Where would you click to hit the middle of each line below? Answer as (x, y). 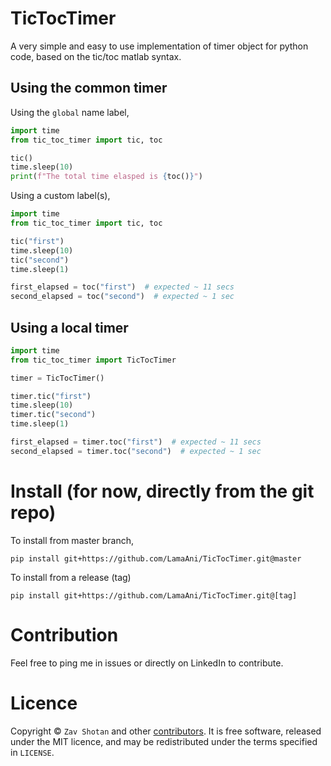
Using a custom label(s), (60, 196)
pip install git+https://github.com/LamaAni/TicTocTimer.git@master (156, 558)
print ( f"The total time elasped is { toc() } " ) (106, 177)
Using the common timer (89, 88)
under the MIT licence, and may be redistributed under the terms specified (164, 741)
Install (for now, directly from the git (162, 491)
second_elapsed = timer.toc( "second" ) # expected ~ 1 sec (136, 451)
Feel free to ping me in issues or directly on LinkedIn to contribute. (147, 663)
